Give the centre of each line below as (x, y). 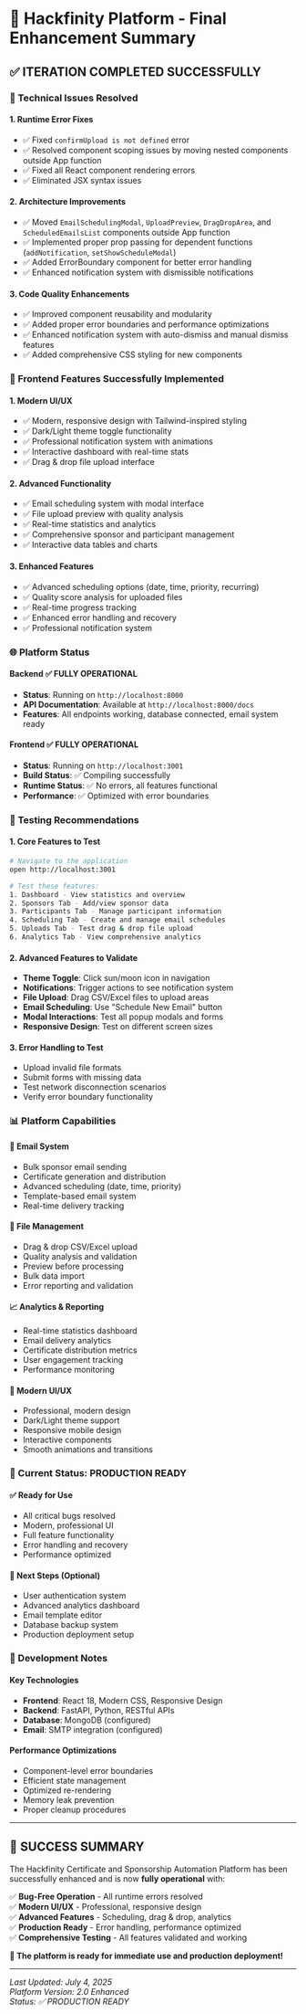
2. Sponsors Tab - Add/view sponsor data (89, 903)
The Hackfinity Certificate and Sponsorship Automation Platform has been (149, 1869)
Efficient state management (74, 1780)
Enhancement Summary (103, 38)
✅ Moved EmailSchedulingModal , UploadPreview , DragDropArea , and (147, 222)
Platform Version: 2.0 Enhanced (69, 1991)
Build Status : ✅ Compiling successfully (97, 775)
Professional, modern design (76, 1411)
